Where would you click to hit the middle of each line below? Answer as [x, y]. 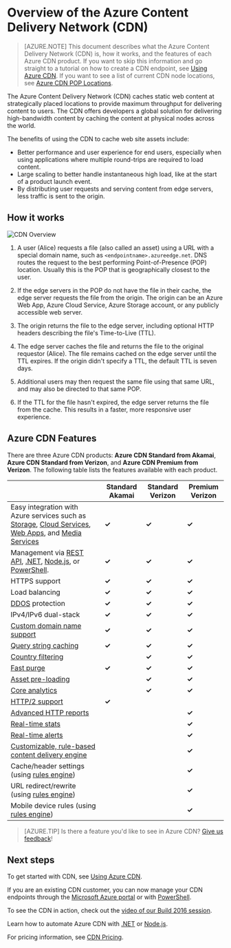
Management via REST [47, 552]
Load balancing [35, 592]
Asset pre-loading [40, 679]
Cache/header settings [47, 766]
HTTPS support [35, 581]
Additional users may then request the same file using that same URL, [116, 381]
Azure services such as [48, 516]
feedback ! [38, 839]
